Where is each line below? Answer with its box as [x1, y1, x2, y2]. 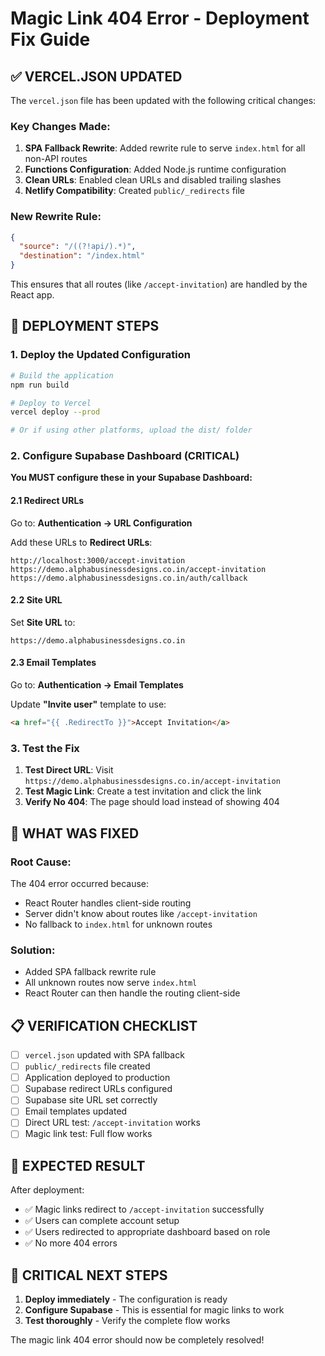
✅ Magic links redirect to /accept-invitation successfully [24, 1203, 265, 1216]
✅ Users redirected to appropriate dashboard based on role [24, 1226, 271, 1238]
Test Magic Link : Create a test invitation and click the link [24, 785, 262, 797]
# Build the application [10, 370, 114, 381]
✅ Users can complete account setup [24, 1215, 180, 1227]
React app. [10, 289, 55, 301]
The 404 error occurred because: [10, 877, 150, 889]
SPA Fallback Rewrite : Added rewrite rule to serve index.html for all [24, 142, 306, 154]
